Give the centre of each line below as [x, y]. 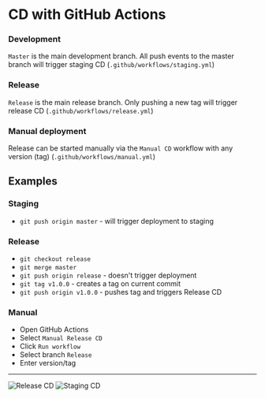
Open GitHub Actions [54, 329]
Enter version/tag [48, 363]
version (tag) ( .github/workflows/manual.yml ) [82, 157]
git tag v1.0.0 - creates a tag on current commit [100, 284]
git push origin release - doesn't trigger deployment [108, 275]
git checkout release [55, 259]
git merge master [48, 268]
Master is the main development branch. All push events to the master [121, 56]
